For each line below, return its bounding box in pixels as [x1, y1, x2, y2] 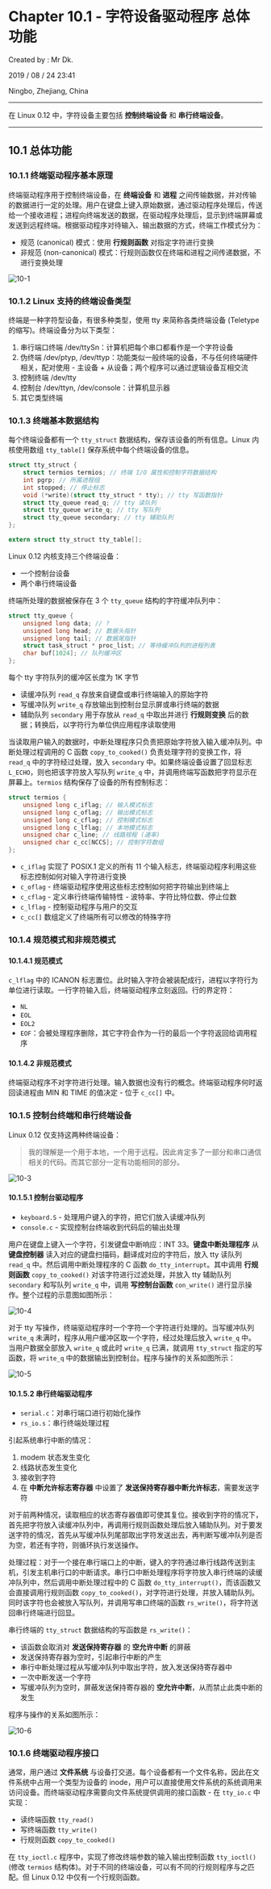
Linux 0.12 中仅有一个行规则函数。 [31, 1872, 144, 1882]
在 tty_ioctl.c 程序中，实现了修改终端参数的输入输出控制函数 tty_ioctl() [8, 1852, 256, 1862]
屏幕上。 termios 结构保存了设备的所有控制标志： [8, 777, 171, 787]
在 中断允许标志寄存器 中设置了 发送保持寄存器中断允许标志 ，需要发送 [19, 1483, 252, 1493]
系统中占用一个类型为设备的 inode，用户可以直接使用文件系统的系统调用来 [15, 1778, 262, 1787]
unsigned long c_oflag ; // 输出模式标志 [23, 808, 153, 816]
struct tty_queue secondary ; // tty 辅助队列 [23, 513, 173, 521]
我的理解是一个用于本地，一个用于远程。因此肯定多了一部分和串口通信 [27, 1147, 262, 1157]
